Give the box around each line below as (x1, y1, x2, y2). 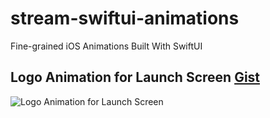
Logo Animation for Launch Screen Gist (10, 69, 261, 86)
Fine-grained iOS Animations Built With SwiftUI (10, 40, 203, 52)
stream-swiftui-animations (10, 7, 240, 30)
